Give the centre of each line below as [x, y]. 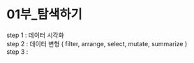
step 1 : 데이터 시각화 [35, 35]
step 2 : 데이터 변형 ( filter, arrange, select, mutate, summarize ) [97, 43]
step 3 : [17, 51]
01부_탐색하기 [45, 14]
